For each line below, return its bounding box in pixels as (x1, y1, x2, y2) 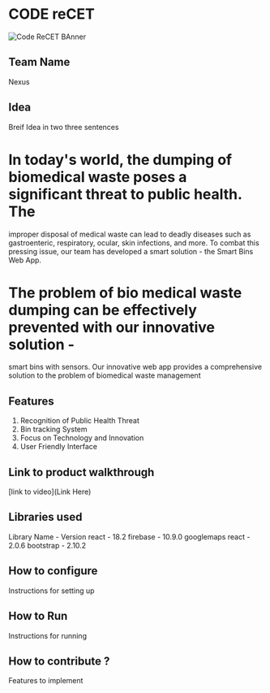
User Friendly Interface (19, 442, 98, 452)
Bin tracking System (19, 424, 88, 435)
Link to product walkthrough (8, 465, 155, 479)
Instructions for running (8, 630, 88, 640)
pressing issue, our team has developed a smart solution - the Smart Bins (8, 246, 254, 256)
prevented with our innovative (8, 318, 215, 336)
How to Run (8, 609, 68, 623)
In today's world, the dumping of (8, 150, 233, 169)
